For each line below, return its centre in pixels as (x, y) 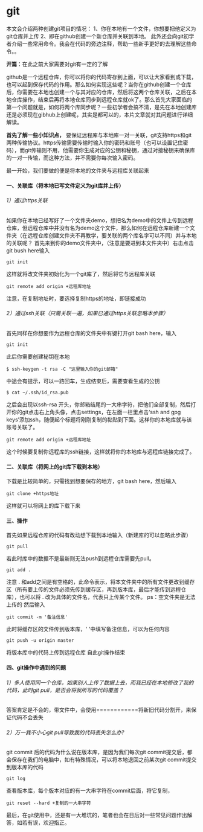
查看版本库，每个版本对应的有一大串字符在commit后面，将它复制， (90, 791)
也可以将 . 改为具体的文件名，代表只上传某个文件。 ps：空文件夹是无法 (107, 597)
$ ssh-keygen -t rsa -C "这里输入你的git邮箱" (62, 369)
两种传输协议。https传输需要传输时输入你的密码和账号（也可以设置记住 (95, 142)
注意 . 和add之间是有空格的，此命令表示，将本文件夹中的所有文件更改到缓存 (101, 582)
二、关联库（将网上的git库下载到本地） (55, 467)
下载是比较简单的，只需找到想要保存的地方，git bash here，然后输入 (92, 481)
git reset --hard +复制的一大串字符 (49, 803)
